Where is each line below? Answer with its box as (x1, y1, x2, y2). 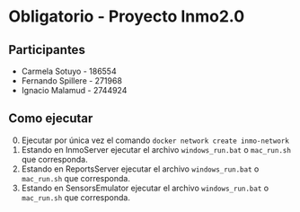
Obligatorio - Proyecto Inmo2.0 (8, 6, 245, 27)
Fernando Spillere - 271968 (21, 75, 123, 86)
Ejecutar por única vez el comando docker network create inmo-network (21, 135, 289, 146)
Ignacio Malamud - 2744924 (21, 85, 128, 95)
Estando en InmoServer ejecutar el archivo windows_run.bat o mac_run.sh (21, 144, 291, 155)
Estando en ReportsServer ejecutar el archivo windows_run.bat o (21, 163, 260, 174)
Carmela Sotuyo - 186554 (21, 66, 118, 76)
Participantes (8, 42, 86, 57)
